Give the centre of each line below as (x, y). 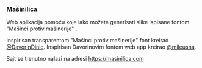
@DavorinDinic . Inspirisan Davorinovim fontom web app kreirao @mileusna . (101, 47)
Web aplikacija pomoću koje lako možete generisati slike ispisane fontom (98, 22)
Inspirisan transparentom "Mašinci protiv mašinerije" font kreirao (88, 41)
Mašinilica (22, 9)
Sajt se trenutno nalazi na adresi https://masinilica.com (75, 59)
